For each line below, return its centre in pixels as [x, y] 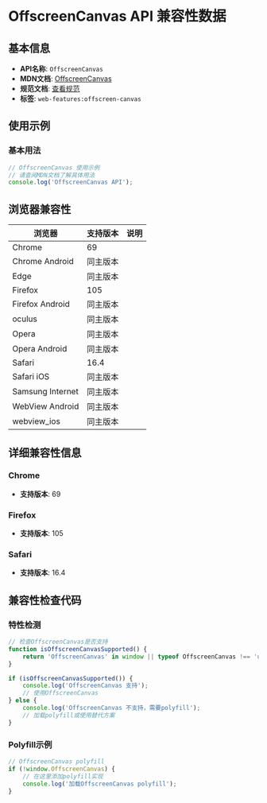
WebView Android [46, 406]
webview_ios [37, 421]
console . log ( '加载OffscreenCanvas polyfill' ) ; [100, 784]
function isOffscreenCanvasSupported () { [78, 649]
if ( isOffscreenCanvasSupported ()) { [71, 678]
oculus [25, 319]
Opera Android [40, 349]
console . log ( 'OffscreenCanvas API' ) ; [71, 182]
